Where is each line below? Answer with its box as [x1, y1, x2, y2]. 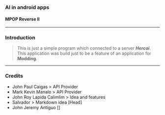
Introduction [5, 34, 35, 41]
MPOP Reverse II [5, 16, 40, 22]
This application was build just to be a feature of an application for [17, 50, 151, 56]
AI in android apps [5, 4, 50, 11]
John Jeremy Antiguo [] [12, 104, 60, 110]
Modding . [17, 56, 38, 62]
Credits [5, 72, 23, 79]
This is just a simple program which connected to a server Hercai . [17, 46, 151, 51]
